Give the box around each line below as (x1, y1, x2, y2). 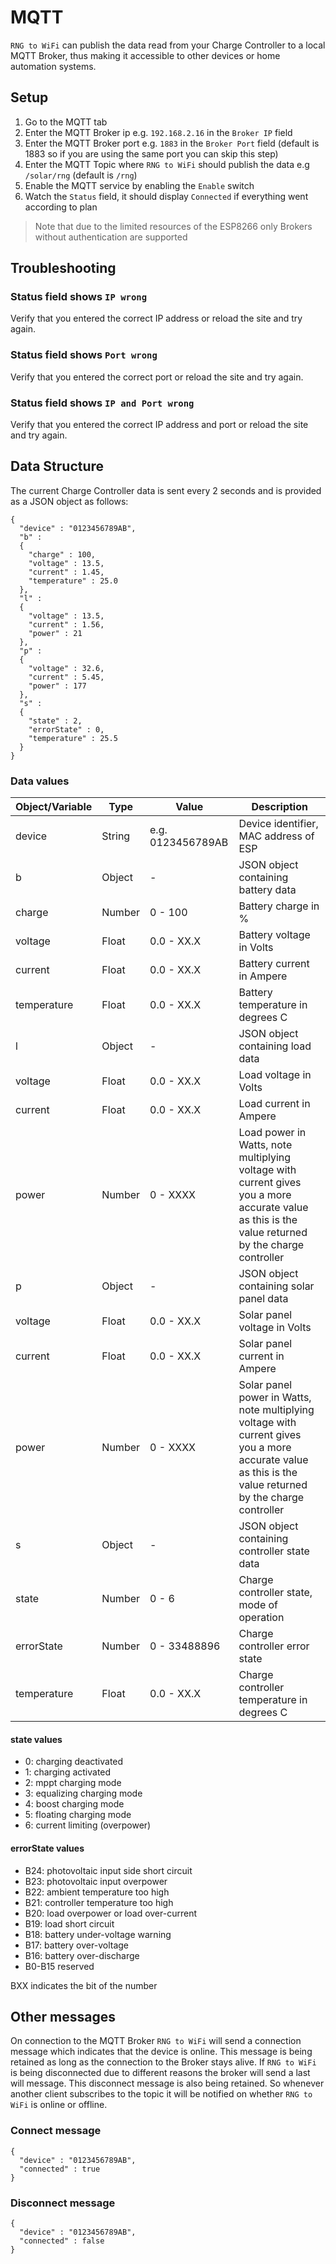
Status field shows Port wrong (10, 348, 158, 362)
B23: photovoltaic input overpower (24, 1875, 168, 1887)
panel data (238, 1292, 289, 1306)
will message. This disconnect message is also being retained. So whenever (10, 2077, 325, 2090)
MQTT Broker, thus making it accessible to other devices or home (10, 49, 281, 61)
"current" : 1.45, (28, 567, 105, 577)
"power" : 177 (28, 681, 87, 691)
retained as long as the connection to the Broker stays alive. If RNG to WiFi (10, 2056, 317, 2068)
